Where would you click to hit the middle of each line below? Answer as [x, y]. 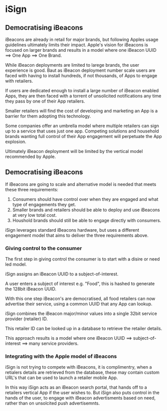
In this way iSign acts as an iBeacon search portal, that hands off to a [76, 388]
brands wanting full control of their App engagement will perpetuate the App [83, 136]
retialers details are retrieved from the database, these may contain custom [82, 373]
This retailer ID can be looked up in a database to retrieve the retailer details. [84, 329]
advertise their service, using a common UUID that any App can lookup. [79, 304]
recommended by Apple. [31, 156]
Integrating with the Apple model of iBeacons [61, 356]
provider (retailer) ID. [27, 319]
